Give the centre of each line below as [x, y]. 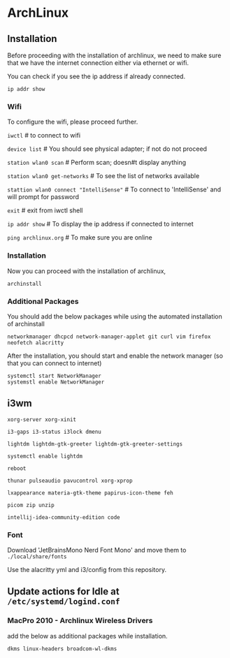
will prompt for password [43, 197]
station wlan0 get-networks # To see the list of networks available [103, 176]
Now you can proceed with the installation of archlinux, [87, 271]
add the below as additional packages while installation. [87, 636]
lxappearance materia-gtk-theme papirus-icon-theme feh [90, 493]
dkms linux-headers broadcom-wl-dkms [62, 649]
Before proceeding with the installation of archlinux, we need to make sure [114, 55]
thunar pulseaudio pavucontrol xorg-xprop [70, 481]
